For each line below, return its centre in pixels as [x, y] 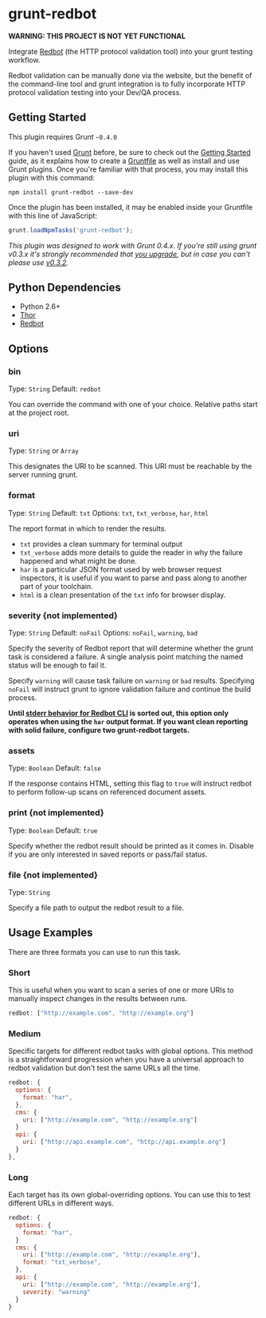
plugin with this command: [52, 177]
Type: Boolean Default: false [55, 768]
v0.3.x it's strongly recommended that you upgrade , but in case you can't [129, 254]
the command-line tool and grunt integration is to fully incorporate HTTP [127, 84]
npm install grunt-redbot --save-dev [71, 192]
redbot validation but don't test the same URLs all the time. [104, 1068]
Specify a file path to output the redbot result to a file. [96, 908]
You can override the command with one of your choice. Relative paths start [133, 405]
